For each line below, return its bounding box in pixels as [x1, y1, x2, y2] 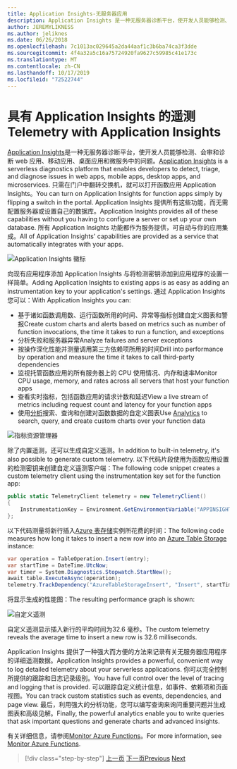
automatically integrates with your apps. [7, 240, 124, 249]
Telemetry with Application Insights [7, 124, 221, 140]
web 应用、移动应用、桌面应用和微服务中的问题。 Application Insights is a [15, 156, 229, 166]
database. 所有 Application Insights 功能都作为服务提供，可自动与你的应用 [7, 223, 222, 232]
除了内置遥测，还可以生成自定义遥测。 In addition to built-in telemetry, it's [7, 446, 220, 455]
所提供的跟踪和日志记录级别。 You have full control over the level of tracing [7, 674, 224, 682]
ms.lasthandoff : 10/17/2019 [7, 69, 90, 76]
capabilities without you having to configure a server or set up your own [7, 215, 217, 223]
